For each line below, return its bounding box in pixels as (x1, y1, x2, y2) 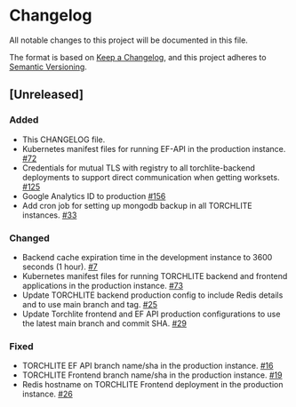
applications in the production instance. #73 (21, 280, 184, 291)
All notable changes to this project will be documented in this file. (9, 35, 249, 45)
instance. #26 (21, 388, 73, 400)
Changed (9, 232, 51, 244)
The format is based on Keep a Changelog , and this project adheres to (9, 52, 267, 62)
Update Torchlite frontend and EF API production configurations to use (21, 308, 281, 319)
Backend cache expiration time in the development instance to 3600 (21, 251, 273, 262)
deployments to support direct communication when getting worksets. (21, 172, 280, 182)
